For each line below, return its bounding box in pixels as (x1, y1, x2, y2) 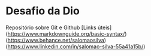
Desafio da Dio (5, 4, 80, 18)
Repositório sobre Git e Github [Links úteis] (5, 24, 112, 31)
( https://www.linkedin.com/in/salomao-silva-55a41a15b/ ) (5, 43, 146, 50)
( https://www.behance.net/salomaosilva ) (5, 36, 106, 43)
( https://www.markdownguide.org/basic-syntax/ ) (5, 30, 127, 37)
